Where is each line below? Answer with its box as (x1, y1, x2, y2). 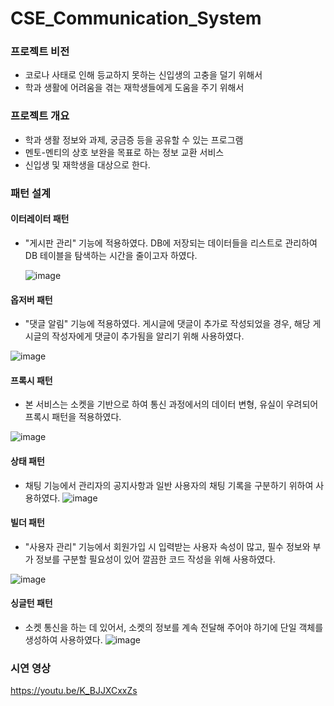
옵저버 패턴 (10, 293, 53, 306)
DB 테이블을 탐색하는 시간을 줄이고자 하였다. (24, 249, 198, 261)
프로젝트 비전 (10, 45, 70, 59)
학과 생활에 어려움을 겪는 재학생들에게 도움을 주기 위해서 (24, 82, 245, 94)
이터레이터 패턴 (10, 213, 70, 225)
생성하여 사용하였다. (24, 633, 103, 646)
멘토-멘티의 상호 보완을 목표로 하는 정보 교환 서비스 (24, 146, 225, 158)
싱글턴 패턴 (10, 597, 53, 609)
